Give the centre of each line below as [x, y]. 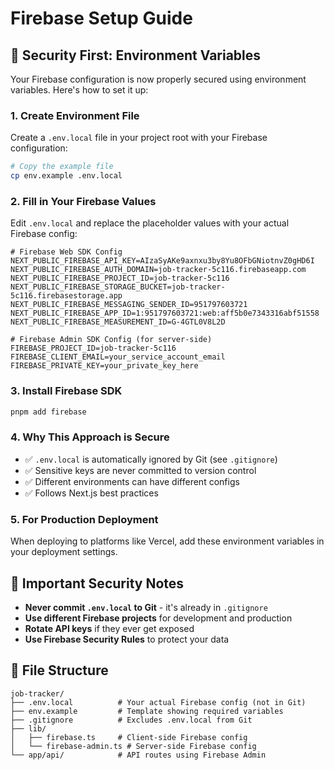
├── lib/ [28, 728]
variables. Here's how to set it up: [79, 90]
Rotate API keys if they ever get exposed [109, 628]
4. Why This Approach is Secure [90, 437]
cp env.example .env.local [66, 176]
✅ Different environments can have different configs [132, 481]
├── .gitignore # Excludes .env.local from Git [131, 720]
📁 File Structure [59, 670]
